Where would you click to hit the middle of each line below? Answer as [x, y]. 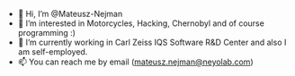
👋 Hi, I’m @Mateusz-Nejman [70, 14]
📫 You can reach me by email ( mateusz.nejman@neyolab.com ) [135, 62]
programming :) [47, 33]
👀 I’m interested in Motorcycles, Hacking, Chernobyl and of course [141, 23]
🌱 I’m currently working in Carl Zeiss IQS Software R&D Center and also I [152, 42]
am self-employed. [53, 52]
